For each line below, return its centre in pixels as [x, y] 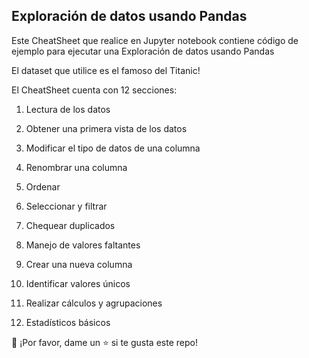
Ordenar [43, 186]
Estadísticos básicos [68, 322]
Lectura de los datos [68, 109]
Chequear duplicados [70, 225]
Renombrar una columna [76, 167]
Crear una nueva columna [79, 264]
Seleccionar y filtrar [66, 206]
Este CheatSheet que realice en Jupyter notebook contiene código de [155, 40]
